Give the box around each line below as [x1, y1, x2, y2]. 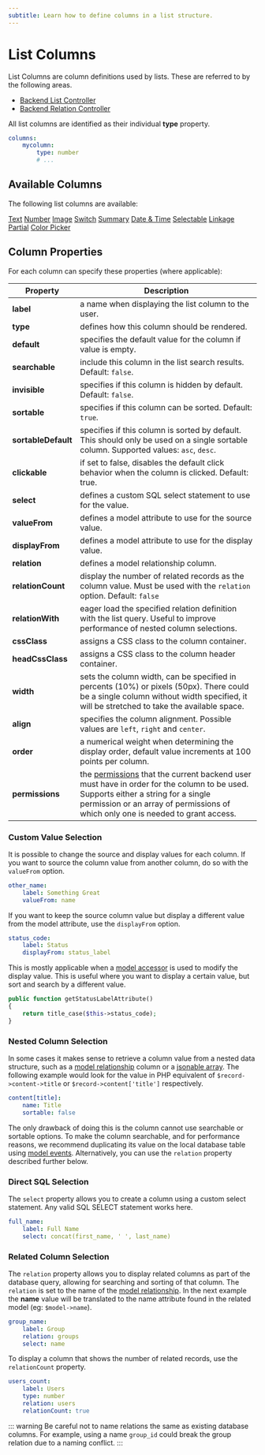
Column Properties [8, 245, 103, 259]
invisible [12, 384, 45, 395]
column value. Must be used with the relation [80, 580, 251, 591]
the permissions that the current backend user [80, 768, 252, 779]
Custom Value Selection [8, 831, 103, 842]
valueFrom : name [22, 896, 77, 904]
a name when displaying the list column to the [80, 298, 250, 309]
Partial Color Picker [8, 222, 71, 232]
